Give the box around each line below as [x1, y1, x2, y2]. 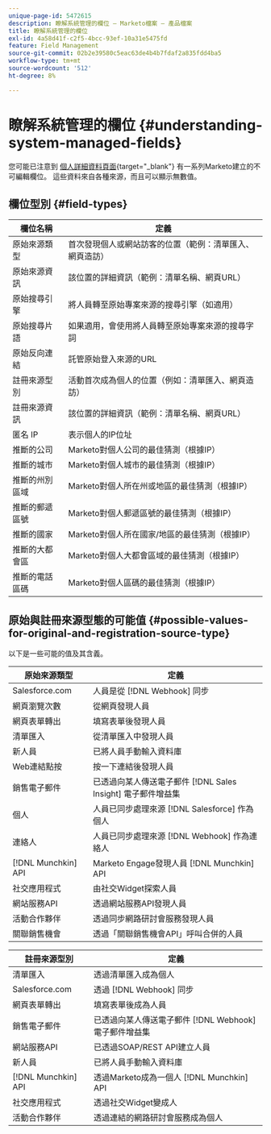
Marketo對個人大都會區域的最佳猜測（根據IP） [68, 550, 244, 561]
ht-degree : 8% [8, 72, 56, 80]
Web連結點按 [12, 761, 63, 772]
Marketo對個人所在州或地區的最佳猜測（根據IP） [68, 480, 252, 492]
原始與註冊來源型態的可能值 [8, 613, 147, 627]
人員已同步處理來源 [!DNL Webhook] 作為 [92, 831, 250, 842]
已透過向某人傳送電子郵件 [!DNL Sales [92, 776, 237, 787]
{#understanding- [138, 116, 263, 134]
